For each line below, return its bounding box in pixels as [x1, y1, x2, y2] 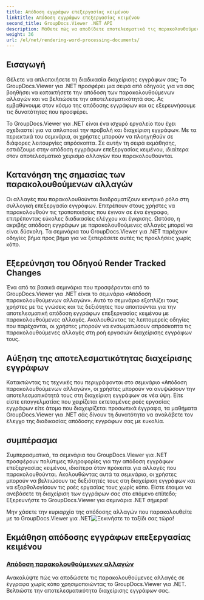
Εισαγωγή [6, 60, 46, 70]
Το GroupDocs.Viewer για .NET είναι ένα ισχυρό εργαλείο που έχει [6, 120, 176, 127]
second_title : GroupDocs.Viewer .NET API [6, 20, 113, 26]
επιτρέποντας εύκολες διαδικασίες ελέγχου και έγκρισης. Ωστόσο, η [6, 215, 180, 222]
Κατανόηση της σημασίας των [6, 170, 126, 180]
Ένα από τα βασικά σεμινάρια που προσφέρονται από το [6, 284, 150, 291]
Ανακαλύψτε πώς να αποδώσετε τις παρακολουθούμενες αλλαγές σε [6, 574, 185, 581]
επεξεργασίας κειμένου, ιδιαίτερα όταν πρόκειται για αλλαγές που [6, 464, 177, 472]
